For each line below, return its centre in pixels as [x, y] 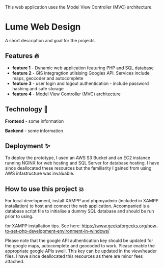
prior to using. [19, 216]
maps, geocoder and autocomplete [48, 78]
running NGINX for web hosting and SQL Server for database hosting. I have [82, 163]
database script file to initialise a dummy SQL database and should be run [80, 211]
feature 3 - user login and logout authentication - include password [81, 83]
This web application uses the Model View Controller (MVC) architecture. [79, 7]
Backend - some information [34, 131]
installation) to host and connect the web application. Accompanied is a [77, 206]
